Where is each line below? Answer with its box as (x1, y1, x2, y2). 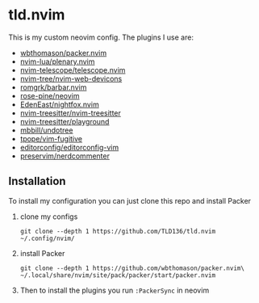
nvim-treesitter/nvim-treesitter (19, 107, 121, 118)
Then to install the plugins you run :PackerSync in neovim (19, 285, 210, 295)
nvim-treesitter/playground (19, 116, 110, 126)
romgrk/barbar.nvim (19, 82, 87, 92)
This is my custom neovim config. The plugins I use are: (8, 32, 194, 42)
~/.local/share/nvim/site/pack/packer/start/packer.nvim (19, 271, 216, 280)
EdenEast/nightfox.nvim (19, 99, 99, 109)
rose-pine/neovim (19, 90, 80, 100)
